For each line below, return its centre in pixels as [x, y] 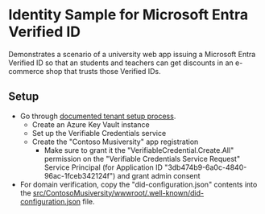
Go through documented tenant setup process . [98, 116]
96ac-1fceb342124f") [80, 175]
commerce [26, 71]
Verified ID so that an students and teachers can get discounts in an [121, 63]
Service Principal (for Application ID [104, 167]
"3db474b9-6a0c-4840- [206, 167]
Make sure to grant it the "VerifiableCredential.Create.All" [139, 150]
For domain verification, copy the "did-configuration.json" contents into [139, 184]
